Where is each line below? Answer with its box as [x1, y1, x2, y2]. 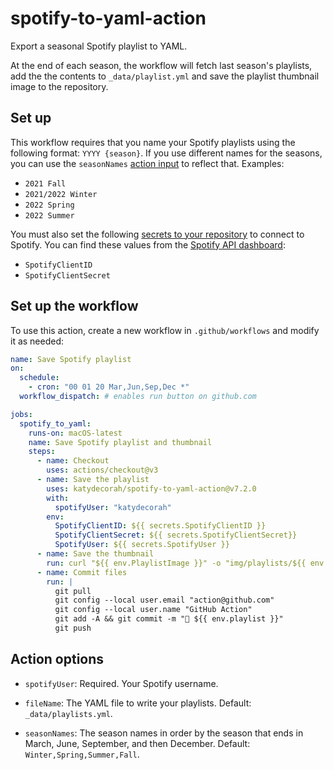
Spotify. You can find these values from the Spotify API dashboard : [10, 238, 286, 251]
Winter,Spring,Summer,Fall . [24, 748, 140, 760]
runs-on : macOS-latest [28, 428, 123, 438]
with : [46, 493, 70, 503]
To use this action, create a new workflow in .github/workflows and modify [10, 324, 320, 336]
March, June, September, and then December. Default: [24, 737, 251, 749]
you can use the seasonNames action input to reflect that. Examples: [10, 157, 285, 169]
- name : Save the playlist [36, 475, 150, 485]
